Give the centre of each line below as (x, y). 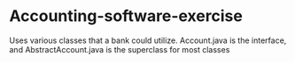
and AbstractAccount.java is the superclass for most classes (120, 49)
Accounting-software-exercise (126, 16)
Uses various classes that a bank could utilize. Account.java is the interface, (148, 40)
